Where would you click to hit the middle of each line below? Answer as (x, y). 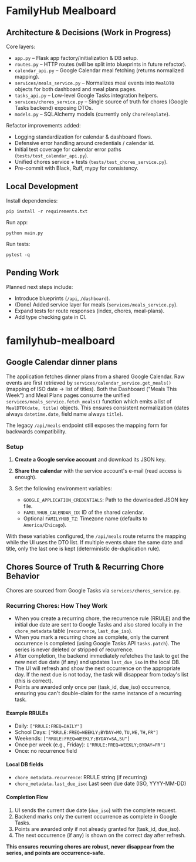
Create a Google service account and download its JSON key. (90, 459)
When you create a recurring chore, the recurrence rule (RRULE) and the (102, 618)
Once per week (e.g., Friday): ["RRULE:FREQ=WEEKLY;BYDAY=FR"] (90, 745)
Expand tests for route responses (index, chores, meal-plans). (89, 311)
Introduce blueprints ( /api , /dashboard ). (62, 298)
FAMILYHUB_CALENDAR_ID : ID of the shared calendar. (84, 512)
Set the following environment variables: (63, 488)
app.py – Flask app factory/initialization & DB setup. (76, 58)
